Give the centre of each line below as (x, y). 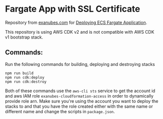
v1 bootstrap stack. (24, 37)
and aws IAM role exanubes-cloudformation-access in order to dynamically (79, 96)
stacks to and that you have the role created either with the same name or (79, 106)
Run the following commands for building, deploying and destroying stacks (80, 64)
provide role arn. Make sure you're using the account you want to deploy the (82, 101)
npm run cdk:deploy (25, 77)
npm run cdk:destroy (26, 81)
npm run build (19, 73)
